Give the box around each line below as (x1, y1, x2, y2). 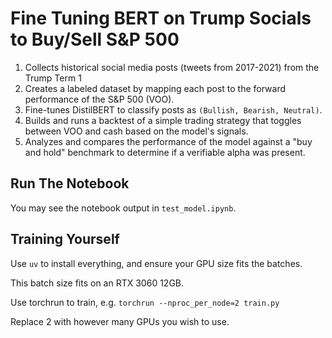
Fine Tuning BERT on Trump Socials (10, 7, 312, 30)
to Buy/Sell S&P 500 (10, 28, 180, 51)
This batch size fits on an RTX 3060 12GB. (10, 277, 185, 289)
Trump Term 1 (24, 72, 82, 84)
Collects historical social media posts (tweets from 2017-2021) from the (24, 61, 320, 73)
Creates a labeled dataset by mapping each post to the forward (24, 82, 287, 94)
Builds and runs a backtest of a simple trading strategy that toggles (24, 114, 302, 126)
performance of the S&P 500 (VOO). (24, 93, 175, 105)
